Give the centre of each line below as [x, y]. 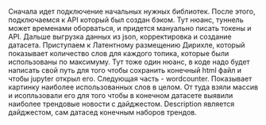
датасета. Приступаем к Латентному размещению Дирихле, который [127, 45]
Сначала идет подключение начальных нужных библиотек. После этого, [132, 11]
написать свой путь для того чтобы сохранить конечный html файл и [125, 70]
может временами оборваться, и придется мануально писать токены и [130, 28]
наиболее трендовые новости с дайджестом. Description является [121, 104]
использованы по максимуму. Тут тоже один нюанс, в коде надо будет [129, 62]
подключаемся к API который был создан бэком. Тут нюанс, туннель [126, 20]
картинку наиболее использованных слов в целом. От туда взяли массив [133, 87]
